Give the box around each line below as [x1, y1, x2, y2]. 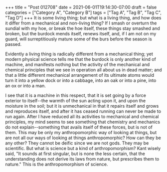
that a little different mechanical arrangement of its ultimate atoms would [5, 72, 155, 78]
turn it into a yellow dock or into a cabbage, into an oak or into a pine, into [5, 77, 157, 83]
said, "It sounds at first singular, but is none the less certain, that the [5, 151, 146, 157]
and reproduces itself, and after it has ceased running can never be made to [5, 108, 161, 114]
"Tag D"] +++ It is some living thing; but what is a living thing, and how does [5, 15, 162, 20]
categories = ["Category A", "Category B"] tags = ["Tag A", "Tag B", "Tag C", [5, 9, 162, 15]
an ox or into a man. [5, 83, 46, 89]
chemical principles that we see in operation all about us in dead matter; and [5, 67, 162, 73]
